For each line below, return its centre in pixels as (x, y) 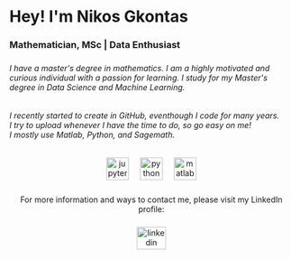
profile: (151, 209)
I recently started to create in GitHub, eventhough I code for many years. (145, 116)
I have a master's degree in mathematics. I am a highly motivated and (140, 69)
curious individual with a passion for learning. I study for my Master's (139, 78)
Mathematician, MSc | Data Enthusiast (95, 45)
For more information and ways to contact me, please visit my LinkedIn (151, 199)
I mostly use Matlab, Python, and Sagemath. (92, 134)
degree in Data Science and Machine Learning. (97, 88)
